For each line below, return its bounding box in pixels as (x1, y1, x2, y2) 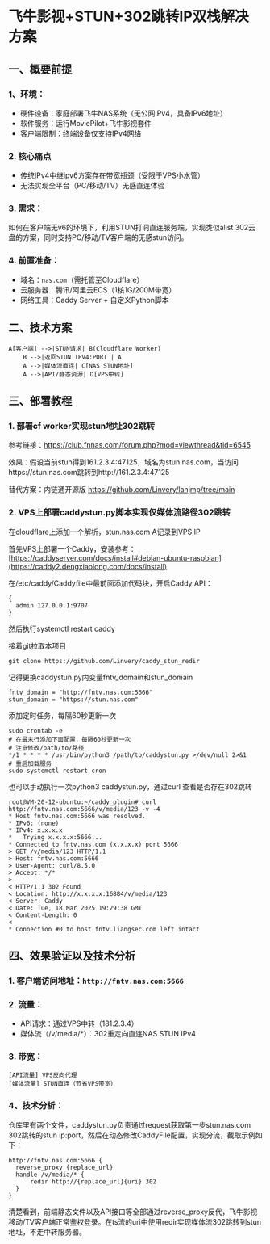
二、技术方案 (8, 321, 73, 335)
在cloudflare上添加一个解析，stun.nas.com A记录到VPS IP (8, 527, 201, 536)
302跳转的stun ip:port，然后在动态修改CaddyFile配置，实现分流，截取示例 (8, 1130, 255, 1140)
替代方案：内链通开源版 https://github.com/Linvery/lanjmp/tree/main (8, 485, 235, 494)
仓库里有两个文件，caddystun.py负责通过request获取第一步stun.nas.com (8, 1120, 251, 1129)
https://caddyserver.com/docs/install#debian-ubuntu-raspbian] (10, 553, 222, 562)
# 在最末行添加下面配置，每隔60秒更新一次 (8, 735, 131, 743)
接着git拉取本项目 (8, 641, 67, 650)
